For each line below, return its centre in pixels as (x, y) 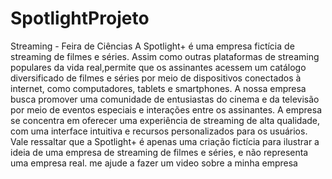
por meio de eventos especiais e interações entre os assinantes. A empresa (166, 109)
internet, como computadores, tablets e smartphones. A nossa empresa (158, 88)
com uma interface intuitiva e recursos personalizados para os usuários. (159, 131)
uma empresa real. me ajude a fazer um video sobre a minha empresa (154, 163)
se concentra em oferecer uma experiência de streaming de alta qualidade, (165, 120)
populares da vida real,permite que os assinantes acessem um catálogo (158, 67)
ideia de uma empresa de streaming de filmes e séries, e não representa (159, 152)
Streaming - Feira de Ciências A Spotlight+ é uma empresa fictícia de (152, 46)
